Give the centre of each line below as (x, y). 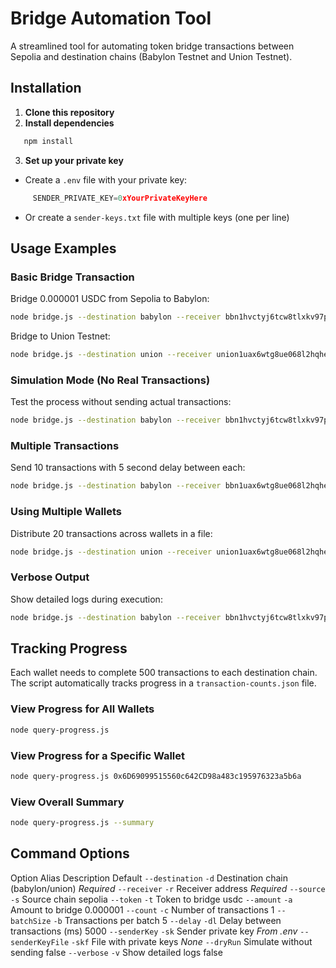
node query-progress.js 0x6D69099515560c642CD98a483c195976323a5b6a (156, 776)
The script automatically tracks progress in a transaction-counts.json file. (163, 683)
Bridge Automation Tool (111, 18)
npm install (48, 141)
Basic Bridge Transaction (72, 277)
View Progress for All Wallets (82, 709)
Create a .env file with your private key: (106, 179)
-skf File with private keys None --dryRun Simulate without (192, 941)
